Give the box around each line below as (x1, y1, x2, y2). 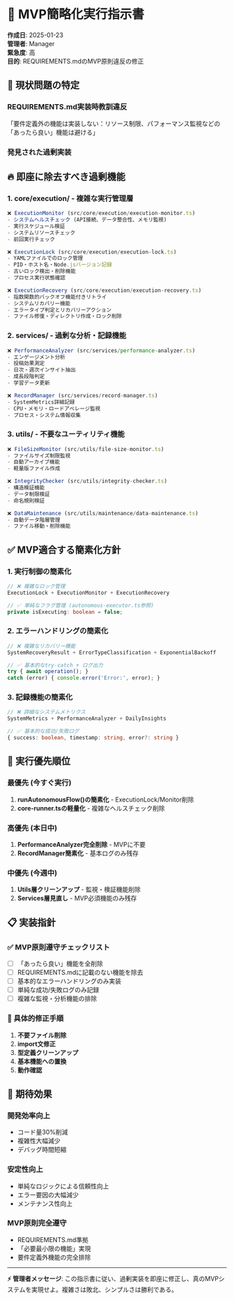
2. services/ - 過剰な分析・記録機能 (7, 331, 127, 341)
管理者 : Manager (7, 39, 55, 47)
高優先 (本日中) (7, 823, 58, 833)
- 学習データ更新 (7, 380, 50, 387)
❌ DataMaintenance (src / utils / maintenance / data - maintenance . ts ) (7, 510, 198, 517)
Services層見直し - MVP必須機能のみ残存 (17, 894, 137, 903)
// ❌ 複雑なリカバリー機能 (7, 642, 76, 649)
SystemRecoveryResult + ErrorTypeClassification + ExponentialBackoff (7, 649, 217, 656)
